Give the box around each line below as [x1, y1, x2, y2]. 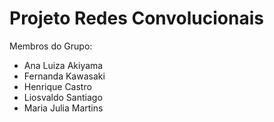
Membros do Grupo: [9, 40, 93, 52]
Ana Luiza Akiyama [23, 59, 104, 71]
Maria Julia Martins [23, 102, 104, 114]
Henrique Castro [23, 80, 92, 92]
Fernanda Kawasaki [23, 70, 106, 82]
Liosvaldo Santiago [23, 91, 103, 103]
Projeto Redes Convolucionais [9, 7, 264, 30]
